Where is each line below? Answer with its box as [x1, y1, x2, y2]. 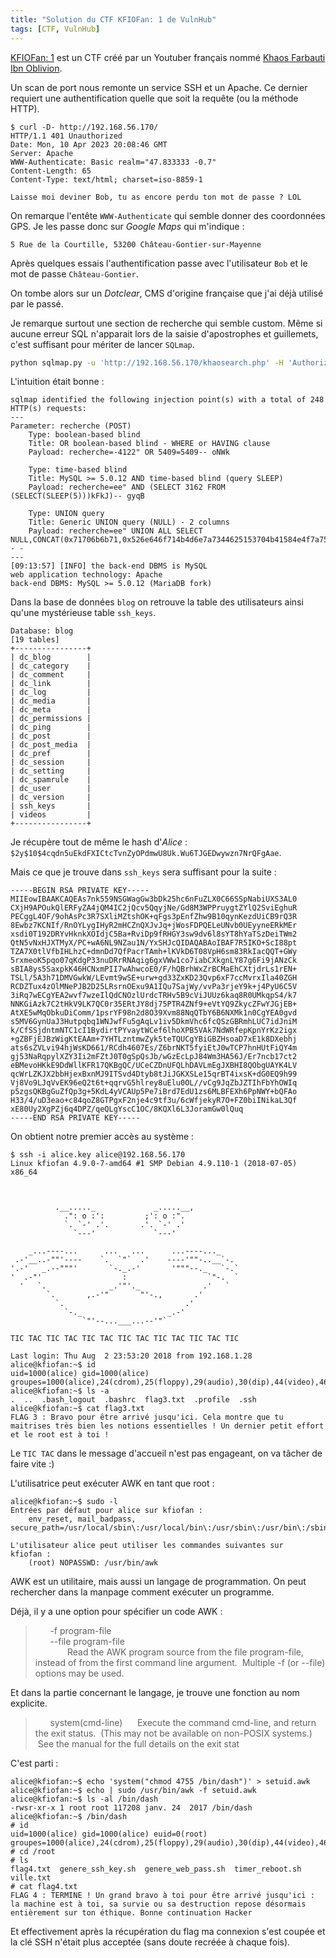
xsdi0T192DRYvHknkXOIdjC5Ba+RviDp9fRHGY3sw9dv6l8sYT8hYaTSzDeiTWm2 [10, 929, 298, 940]
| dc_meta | [10, 705, 92, 715]
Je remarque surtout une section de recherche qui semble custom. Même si [10, 317, 323, 329]
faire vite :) [10, 1458, 55, 1470]
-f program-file [49, 1625, 112, 1637]
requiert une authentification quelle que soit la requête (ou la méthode [10, 92, 299, 104]
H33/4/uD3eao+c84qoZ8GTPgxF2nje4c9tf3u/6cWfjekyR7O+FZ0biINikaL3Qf [10, 1096, 298, 1106]
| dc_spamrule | [10, 775, 92, 785]
